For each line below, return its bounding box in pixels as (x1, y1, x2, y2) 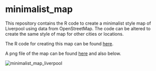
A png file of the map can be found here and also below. (5, 50, 121, 56)
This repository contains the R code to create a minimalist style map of (5, 20, 151, 26)
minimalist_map (5, 4, 73, 15)
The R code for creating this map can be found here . (5, 40, 114, 46)
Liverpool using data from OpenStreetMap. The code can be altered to (5, 25, 151, 31)
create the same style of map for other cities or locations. (5, 31, 124, 37)
